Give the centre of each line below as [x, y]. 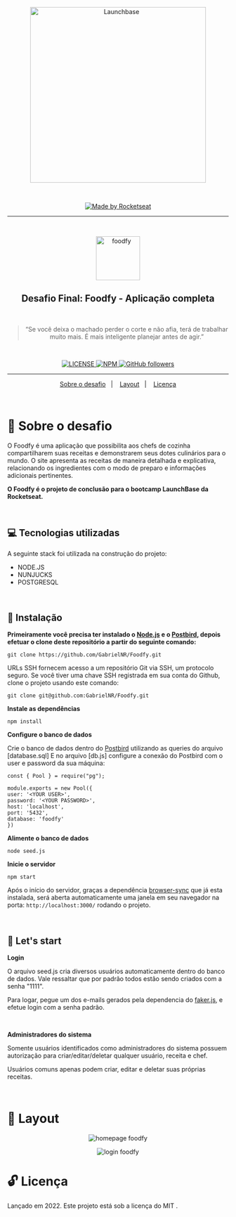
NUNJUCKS [35, 574]
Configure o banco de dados [50, 735]
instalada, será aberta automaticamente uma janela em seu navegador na [113, 898]
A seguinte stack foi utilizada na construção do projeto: [87, 553]
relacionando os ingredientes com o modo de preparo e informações [107, 468]
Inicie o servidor [32, 864]
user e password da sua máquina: [56, 763]
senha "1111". [26, 987]
